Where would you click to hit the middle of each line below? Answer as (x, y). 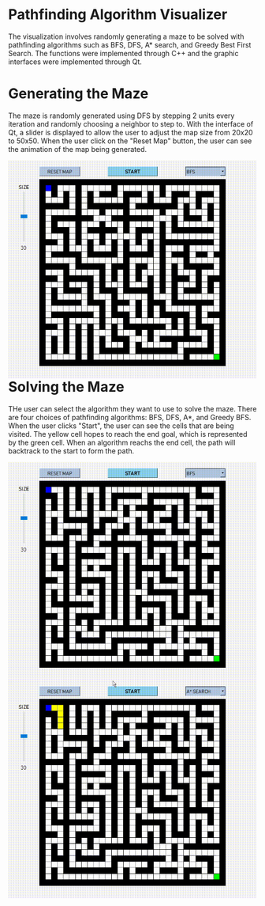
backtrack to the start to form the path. (71, 451)
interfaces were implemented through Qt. (75, 62)
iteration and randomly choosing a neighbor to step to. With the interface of (131, 123)
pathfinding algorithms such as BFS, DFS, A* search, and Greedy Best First (130, 44)
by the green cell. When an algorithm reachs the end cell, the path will (122, 442)
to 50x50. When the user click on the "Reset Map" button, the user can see (130, 141)
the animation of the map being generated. (78, 149)
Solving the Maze (66, 387)
